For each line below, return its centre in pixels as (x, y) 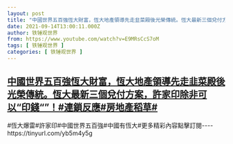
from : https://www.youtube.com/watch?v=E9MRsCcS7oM (83, 39)
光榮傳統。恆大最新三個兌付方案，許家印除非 (103, 95)
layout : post (26, 13)
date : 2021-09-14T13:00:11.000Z (54, 26)
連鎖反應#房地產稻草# (111, 107)
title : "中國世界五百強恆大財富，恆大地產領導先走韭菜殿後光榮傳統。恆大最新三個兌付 (115, 20)
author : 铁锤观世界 (32, 33)
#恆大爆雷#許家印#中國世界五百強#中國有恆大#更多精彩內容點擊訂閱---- (110, 125)
